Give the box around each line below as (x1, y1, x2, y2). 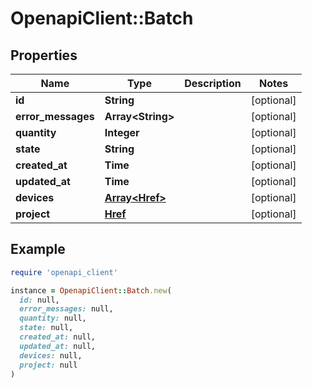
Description (184, 77, 242, 90)
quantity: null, (19, 313, 87, 324)
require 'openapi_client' (10, 267, 118, 277)
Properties (10, 47, 78, 64)
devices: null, (19, 350, 83, 361)
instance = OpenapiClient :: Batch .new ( (10, 285, 172, 296)
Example (10, 241, 66, 258)
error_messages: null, (19, 304, 114, 314)
